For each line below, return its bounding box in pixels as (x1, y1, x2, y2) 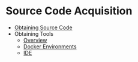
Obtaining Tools (14, 30, 53, 37)
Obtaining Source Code (14, 24, 73, 31)
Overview (23, 36, 47, 44)
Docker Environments (23, 43, 77, 50)
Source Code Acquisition (5, 4, 133, 18)
